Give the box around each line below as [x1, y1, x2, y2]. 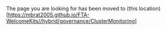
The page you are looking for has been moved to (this [6, 5, 138, 12]
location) [139, 5, 161, 12]
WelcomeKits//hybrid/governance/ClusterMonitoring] [6, 18, 137, 24]
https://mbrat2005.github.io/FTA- [8, 11, 90, 18]
